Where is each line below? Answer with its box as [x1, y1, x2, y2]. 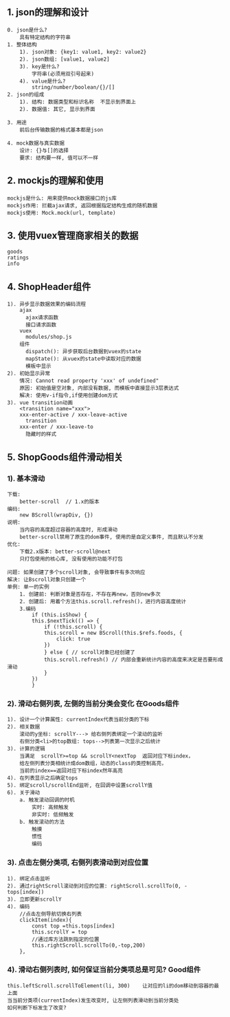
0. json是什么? [7, 26, 47, 33]
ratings [7, 254, 30, 262]
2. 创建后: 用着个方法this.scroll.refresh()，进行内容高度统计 [19, 598, 187, 605]
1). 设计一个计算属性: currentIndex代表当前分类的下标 [7, 716, 150, 723]
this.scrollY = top [32, 928, 88, 935]
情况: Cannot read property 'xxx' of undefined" [19, 377, 159, 384]
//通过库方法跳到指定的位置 [32, 936, 100, 943]
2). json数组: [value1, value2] [19, 56, 110, 63]
